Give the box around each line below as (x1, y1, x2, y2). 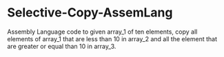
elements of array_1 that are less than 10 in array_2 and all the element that (7, 34, 218, 43)
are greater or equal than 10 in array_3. (7, 42, 116, 50)
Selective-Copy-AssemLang (7, 5, 173, 21)
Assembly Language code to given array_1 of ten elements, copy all (7, 27, 198, 36)
